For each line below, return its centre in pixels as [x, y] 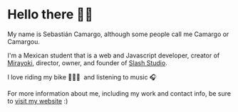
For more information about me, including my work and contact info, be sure [119, 93]
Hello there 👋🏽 [50, 15]
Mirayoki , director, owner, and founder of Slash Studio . [87, 62]
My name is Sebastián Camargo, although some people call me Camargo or [118, 34]
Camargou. [24, 41]
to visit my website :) [38, 101]
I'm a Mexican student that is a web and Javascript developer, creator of [114, 55]
